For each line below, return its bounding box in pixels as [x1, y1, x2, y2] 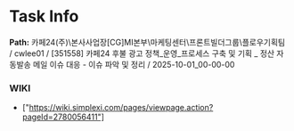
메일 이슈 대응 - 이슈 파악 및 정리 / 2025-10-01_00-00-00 [32, 59, 235, 70]
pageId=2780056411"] [21, 111, 105, 122]
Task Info [9, 6, 79, 27]
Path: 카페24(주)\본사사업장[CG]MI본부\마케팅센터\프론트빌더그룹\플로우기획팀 [9, 37, 286, 47]
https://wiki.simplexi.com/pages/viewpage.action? [29, 102, 214, 113]
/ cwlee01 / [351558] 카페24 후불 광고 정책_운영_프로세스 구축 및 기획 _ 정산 [9, 47, 274, 59]
